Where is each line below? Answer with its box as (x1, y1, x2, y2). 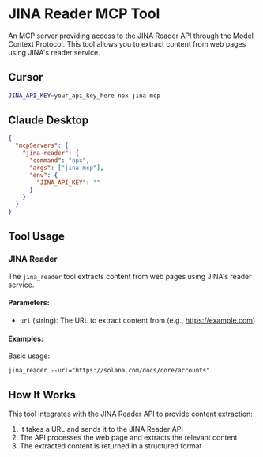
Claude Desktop (8, 114, 89, 127)
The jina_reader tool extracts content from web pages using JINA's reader (8, 271, 252, 281)
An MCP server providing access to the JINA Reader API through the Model (8, 31, 254, 40)
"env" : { (28, 171, 58, 179)
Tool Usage (8, 230, 65, 244)
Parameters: (8, 298, 50, 308)
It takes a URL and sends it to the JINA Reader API (19, 424, 183, 433)
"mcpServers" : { (15, 142, 69, 150)
